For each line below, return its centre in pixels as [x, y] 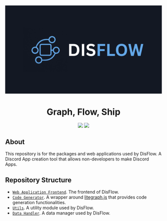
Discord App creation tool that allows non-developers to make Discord [77, 159]
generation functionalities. [39, 203]
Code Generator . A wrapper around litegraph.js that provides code [80, 197]
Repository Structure [39, 180]
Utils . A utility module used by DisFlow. [53, 208]
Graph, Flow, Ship [83, 112]
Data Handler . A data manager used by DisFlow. [61, 213]
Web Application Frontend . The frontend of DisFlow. [66, 192]
